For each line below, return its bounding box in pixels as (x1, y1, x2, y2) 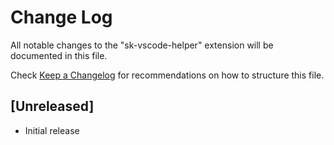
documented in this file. (10, 49, 108, 61)
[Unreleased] (10, 98, 95, 115)
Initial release (24, 124, 80, 136)
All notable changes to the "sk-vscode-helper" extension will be (10, 39, 274, 51)
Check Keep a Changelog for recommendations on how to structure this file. (10, 69, 325, 81)
